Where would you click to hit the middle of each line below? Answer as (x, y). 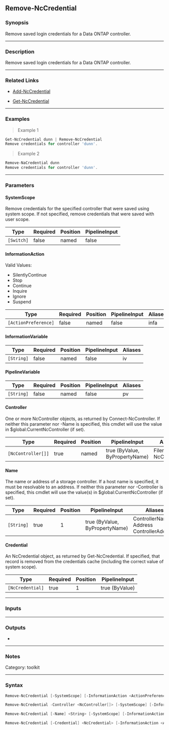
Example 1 (28, 130)
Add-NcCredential (31, 92)
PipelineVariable (23, 372)
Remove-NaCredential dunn (32, 163)
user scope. (18, 219)
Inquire (20, 291)
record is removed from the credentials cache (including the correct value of (84, 562)
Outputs (16, 627)
